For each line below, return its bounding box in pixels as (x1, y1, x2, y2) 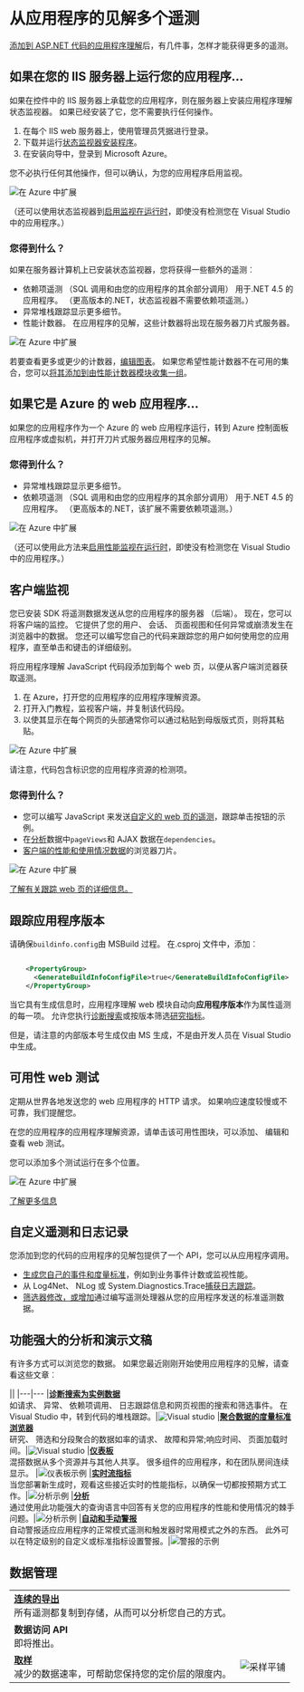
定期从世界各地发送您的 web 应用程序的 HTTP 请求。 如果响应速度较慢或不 (9, 1095, 288, 1106)
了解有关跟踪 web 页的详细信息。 (9, 884, 133, 895)
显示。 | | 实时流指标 (9, 1468, 132, 1479)
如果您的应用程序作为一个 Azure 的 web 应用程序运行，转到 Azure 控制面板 (9, 422, 290, 433)
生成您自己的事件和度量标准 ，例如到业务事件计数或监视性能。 (22, 1269, 253, 1280)
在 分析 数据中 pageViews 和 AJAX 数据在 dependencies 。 (22, 834, 221, 845)
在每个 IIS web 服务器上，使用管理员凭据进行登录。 (22, 125, 214, 136)
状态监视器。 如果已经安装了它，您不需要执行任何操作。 (9, 106, 218, 117)
